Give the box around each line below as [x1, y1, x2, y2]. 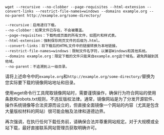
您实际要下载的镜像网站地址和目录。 [5, 80, 78, 85]
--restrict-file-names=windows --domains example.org [36, 9, 147, 14]
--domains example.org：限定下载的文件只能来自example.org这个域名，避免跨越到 [5, 54, 155, 59]
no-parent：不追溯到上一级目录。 [9, 64, 69, 69]
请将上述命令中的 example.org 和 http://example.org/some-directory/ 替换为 [5, 73, 155, 79]
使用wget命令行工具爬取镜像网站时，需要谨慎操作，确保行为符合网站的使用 [5, 90, 156, 95]
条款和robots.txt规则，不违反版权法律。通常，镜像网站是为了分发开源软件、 [5, 96, 157, 102]
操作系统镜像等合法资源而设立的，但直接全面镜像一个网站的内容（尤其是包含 [5, 102, 159, 108]
